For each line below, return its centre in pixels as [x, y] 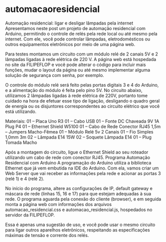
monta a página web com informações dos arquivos [59, 204]
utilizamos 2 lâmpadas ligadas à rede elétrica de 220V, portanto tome [77, 95]
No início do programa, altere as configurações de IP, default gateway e [79, 188]
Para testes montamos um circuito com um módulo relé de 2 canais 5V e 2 [82, 54]
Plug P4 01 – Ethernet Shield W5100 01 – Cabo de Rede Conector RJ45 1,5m [83, 126]
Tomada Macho [21, 142]
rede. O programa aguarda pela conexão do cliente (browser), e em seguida [83, 199]
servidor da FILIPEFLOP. [30, 215]
